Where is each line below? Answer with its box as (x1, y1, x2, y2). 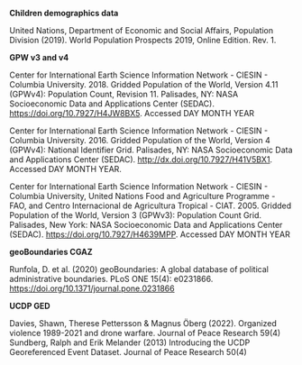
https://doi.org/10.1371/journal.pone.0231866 (9, 283, 175, 294)
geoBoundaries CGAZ (9, 247, 93, 257)
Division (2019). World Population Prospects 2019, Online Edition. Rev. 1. (9, 35, 277, 45)
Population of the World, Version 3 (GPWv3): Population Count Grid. (9, 210, 262, 220)
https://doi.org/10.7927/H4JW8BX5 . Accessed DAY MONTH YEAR (9, 108, 255, 118)
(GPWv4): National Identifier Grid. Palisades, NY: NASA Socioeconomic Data (9, 144, 293, 155)
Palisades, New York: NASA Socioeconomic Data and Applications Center (9, 220, 283, 230)
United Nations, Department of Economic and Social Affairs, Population (9, 25, 274, 35)
